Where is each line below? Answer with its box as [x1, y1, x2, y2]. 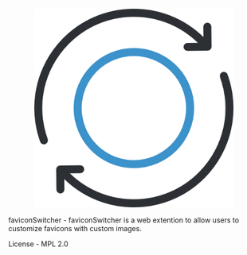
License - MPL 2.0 [8, 239, 69, 249]
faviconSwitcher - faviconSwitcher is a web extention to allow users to [8, 215, 240, 225]
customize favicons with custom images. [8, 224, 142, 233]
